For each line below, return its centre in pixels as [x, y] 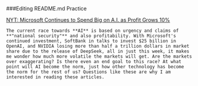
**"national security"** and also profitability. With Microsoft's [91, 36]
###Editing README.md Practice [47, 9]
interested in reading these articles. [55, 77]
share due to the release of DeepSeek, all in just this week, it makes [98, 51]
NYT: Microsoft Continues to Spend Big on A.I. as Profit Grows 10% [88, 20]
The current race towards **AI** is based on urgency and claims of [92, 31]
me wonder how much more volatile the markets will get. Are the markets [99, 57]
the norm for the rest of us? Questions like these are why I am [88, 72]
